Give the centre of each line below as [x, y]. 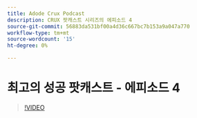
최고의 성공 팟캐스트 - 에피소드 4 [94, 88]
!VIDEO [34, 107]
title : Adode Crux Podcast [46, 13]
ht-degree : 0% [28, 46]
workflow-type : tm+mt [38, 33]
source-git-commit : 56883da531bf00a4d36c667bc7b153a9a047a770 [98, 26]
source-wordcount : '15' [41, 39]
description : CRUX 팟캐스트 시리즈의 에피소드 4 [70, 20]
